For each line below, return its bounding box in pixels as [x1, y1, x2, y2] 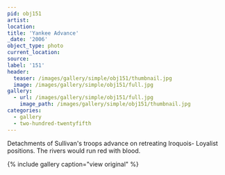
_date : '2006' [7, 36, 49, 43]
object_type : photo [7, 42, 64, 49]
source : [7, 56, 30, 62]
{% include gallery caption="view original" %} [7, 160, 139, 168]
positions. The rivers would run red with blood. [7, 147, 141, 155]
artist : [7, 17, 30, 24]
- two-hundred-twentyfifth [13, 119, 92, 127]
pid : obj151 [7, 10, 42, 17]
